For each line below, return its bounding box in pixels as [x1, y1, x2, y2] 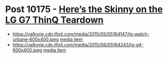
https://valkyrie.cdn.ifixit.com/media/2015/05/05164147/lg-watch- [12, 31, 149, 37]
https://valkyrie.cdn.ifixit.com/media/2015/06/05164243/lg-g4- [12, 41, 144, 47]
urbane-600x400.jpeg [12, 36, 59, 42]
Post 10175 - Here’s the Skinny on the [5, 4, 163, 15]
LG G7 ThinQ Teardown [5, 14, 104, 26]
